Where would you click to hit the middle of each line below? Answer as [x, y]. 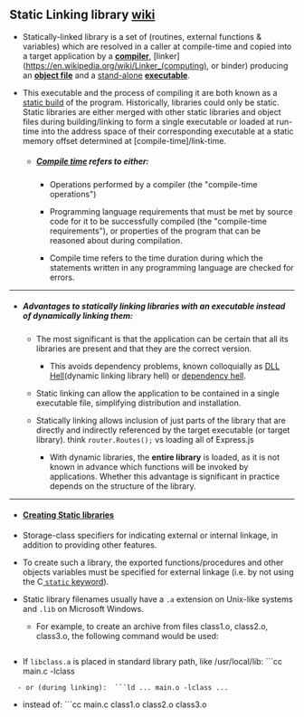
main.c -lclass [48, 671]
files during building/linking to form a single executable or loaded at [148, 121]
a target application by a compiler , [87, 56]
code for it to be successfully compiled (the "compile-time [158, 221]
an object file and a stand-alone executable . [106, 75]
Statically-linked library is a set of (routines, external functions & [142, 36]
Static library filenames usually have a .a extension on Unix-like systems [157, 599]
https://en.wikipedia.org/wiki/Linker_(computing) [116, 65]
